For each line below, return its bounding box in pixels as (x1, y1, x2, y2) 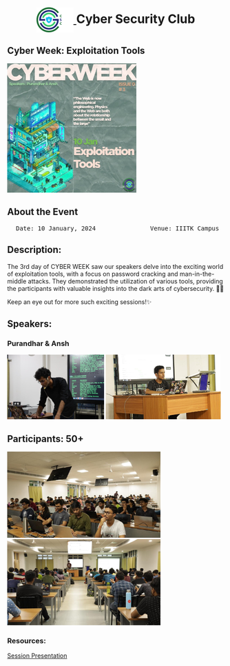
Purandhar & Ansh (7, 339, 70, 348)
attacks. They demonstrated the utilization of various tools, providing (28, 276, 224, 285)
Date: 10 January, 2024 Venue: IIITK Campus (16, 224, 220, 232)
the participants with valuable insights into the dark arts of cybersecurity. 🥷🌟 (7, 284, 224, 292)
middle (7, 276, 27, 285)
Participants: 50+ (7, 433, 84, 445)
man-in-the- (179, 270, 215, 278)
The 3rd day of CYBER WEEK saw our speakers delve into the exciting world (7, 262, 224, 270)
